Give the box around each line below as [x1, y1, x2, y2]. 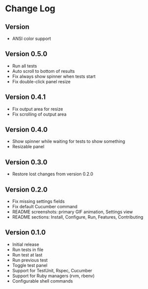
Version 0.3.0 [5, 158, 48, 166]
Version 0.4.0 [5, 126, 48, 134]
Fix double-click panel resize [12, 78, 71, 84]
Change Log [5, 3, 55, 14]
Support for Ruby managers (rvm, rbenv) [12, 273, 95, 279]
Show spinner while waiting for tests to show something [12, 138, 125, 144]
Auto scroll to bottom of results [12, 68, 75, 74]
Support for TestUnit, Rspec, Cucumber [12, 267, 92, 273]
